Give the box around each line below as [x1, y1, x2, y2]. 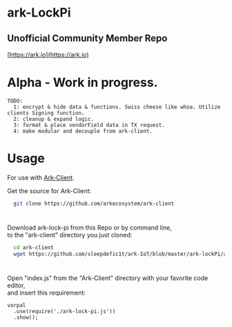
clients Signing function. [7, 109, 85, 117]
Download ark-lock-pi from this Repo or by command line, [7, 223, 173, 232]
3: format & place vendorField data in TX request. [13, 121, 166, 128]
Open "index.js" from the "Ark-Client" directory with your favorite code [7, 274, 209, 282]
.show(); [13, 314, 39, 321]
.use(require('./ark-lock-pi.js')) [13, 308, 116, 315]
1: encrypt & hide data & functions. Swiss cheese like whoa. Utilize [13, 103, 221, 110]
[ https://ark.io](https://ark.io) [7, 50, 89, 59]
